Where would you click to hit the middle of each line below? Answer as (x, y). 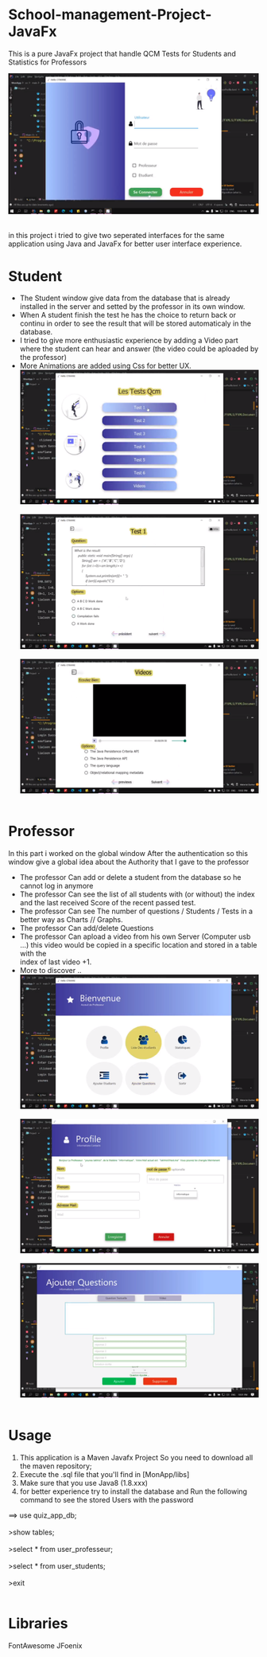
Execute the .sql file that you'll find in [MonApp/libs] (104, 1474)
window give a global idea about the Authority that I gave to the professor (129, 862)
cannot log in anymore (56, 885)
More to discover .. (50, 970)
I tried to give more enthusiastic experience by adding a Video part (129, 341)
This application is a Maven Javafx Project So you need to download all (136, 1457)
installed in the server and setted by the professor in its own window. (132, 307)
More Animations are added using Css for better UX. (106, 366)
